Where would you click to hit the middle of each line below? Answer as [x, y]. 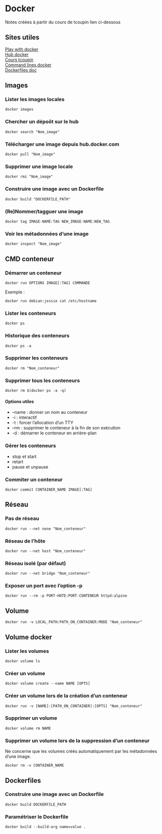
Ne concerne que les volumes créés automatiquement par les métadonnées [81, 751]
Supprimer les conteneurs [36, 358]
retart [18, 462]
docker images [19, 110]
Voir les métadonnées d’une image [47, 234]
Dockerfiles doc [21, 70]
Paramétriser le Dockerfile [37, 816]
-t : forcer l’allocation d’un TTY [43, 423]
